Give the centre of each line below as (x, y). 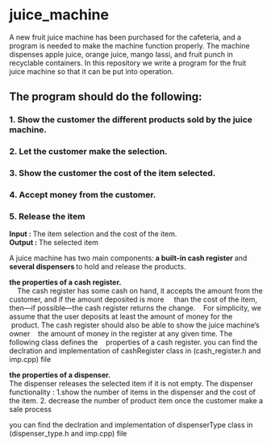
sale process (30, 410)
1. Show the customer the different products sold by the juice (131, 120)
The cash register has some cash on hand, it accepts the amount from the (140, 291)
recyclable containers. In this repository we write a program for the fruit (128, 63)
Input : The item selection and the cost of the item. (93, 234)
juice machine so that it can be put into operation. (92, 71)
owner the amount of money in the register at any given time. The (121, 334)
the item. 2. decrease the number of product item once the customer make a (136, 401)
